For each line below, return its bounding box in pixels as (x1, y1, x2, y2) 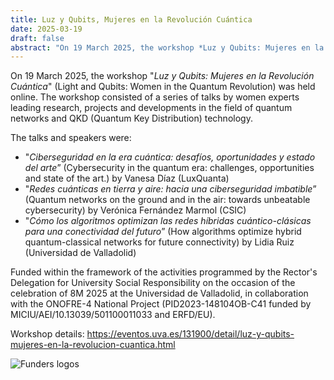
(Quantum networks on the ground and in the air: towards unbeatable (24, 194, 311, 206)
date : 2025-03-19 (10, 24, 83, 34)
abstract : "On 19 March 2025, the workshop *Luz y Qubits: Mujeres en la (10, 42, 325, 53)
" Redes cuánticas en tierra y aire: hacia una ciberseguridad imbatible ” (24, 183, 317, 195)
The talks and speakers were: (10, 132, 132, 144)
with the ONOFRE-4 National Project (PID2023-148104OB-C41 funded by (10, 298, 312, 310)
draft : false (10, 33, 65, 43)
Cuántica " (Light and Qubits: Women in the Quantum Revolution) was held (10, 81, 316, 93)
